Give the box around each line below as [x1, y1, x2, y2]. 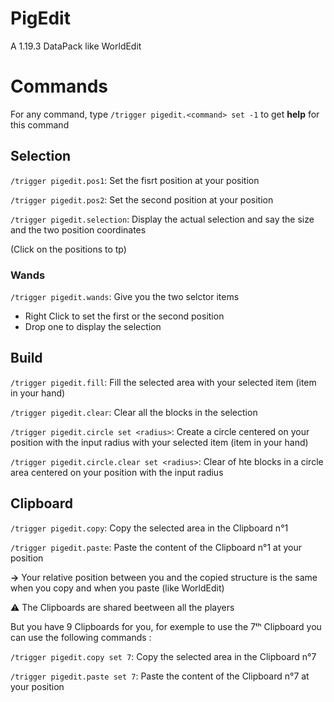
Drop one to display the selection [24, 320, 162, 332]
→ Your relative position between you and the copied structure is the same [10, 571, 318, 583]
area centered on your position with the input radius [10, 466, 224, 478]
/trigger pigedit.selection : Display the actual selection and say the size [10, 213, 315, 225]
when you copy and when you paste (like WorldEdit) [10, 582, 225, 594]
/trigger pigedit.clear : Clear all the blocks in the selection [10, 406, 258, 418]
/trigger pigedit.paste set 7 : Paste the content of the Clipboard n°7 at [10, 670, 310, 682]
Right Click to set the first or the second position [24, 310, 225, 322]
